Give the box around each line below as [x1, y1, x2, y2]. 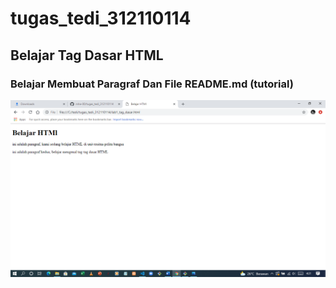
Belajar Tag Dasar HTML [10, 47, 164, 64]
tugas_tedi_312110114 [10, 7, 192, 30]
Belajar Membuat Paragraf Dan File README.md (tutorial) [10, 77, 294, 91]
